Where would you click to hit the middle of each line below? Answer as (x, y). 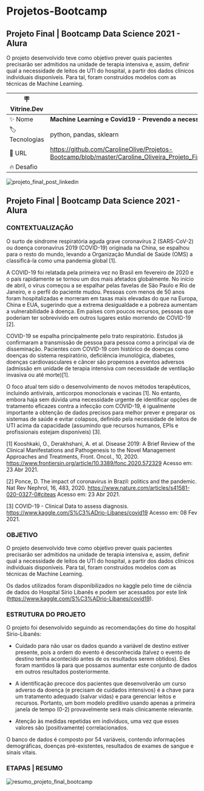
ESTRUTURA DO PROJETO (46, 614)
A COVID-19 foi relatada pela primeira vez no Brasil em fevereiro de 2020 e (100, 272)
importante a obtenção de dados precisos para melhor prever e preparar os (101, 412)
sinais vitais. (22, 753)
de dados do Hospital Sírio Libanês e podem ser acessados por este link (97, 592)
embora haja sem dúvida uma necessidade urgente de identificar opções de (102, 399)
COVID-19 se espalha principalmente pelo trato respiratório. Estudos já (95, 336)
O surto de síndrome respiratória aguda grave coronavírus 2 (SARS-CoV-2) (100, 241)
